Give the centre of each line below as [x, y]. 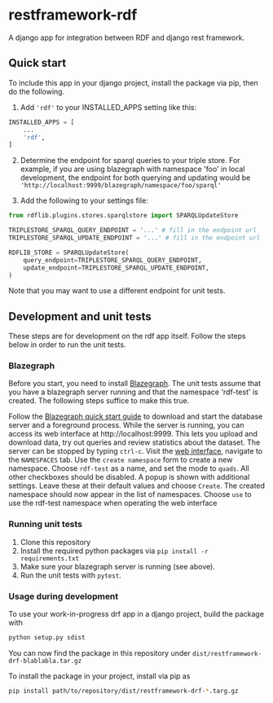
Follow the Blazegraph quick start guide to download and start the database [136, 416]
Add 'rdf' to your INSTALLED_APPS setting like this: [108, 107]
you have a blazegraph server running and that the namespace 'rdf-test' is [133, 392]
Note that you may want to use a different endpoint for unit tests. [117, 291]
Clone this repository [55, 542]
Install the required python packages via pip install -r [114, 551]
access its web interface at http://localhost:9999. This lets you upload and [133, 434]
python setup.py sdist [47, 638]
